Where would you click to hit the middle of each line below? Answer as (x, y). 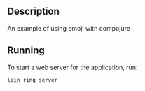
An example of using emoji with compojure (69, 28)
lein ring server (33, 80)
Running (26, 51)
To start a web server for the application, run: (72, 67)
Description (33, 12)
